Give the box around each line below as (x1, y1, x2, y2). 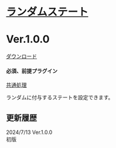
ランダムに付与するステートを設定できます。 (6, 94, 114, 101)
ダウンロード (6, 53, 37, 60)
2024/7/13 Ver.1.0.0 (6, 129, 53, 136)
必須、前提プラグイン (6, 67, 57, 74)
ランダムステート (6, 5, 89, 19)
